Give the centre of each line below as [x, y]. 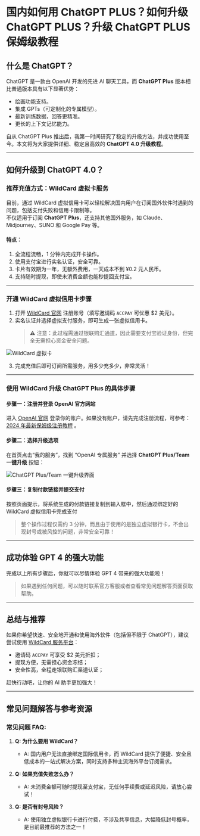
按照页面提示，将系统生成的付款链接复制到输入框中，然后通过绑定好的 [92, 504]
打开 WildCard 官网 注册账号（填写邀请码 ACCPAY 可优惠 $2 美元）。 [96, 313]
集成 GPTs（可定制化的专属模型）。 [57, 109]
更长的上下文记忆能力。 [43, 124]
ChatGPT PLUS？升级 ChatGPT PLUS [98, 27]
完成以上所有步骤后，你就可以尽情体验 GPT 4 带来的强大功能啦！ [86, 573]
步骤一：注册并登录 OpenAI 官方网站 [51, 403]
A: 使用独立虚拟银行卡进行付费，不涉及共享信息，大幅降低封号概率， [108, 819]
